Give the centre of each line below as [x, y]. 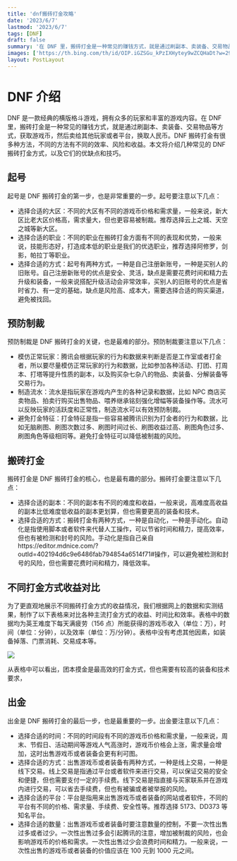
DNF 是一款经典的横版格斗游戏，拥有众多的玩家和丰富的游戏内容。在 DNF [115, 118]
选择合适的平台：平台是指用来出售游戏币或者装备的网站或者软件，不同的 [122, 797]
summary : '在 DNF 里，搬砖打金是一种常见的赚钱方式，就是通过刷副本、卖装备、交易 [115, 47]
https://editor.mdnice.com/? [58, 546]
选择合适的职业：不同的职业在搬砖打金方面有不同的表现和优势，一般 [116, 237]
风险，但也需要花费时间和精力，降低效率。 [92, 563]
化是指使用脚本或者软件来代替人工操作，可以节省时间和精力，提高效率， [122, 529]
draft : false [26, 40]
